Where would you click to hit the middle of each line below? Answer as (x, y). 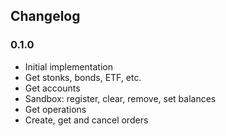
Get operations (55, 109)
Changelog (45, 16)
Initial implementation (69, 66)
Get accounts (52, 88)
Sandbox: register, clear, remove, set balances (120, 98)
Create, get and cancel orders (86, 120)
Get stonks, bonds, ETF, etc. (83, 77)
